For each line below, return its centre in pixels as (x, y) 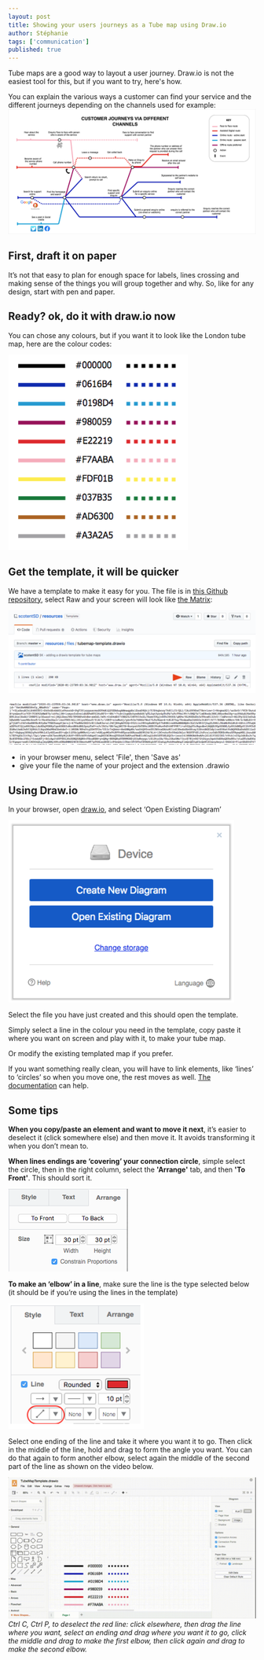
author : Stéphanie (38, 33)
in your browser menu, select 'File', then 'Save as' (100, 757)
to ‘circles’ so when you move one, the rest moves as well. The (110, 1077)
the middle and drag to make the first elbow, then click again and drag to (126, 1640)
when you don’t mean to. (48, 1146)
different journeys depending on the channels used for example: (112, 105)
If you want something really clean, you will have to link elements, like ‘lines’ (131, 1069)
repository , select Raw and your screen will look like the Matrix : (110, 599)
